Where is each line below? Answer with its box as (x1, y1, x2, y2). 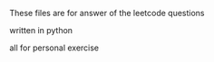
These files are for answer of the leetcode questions (9, 8, 206, 18)
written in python (9, 25, 73, 35)
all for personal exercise (9, 42, 100, 53)
